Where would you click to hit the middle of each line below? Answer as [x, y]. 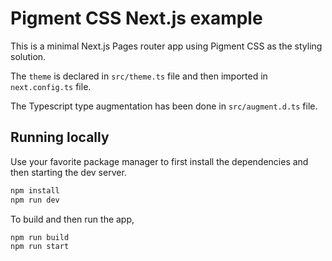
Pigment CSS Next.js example [136, 18]
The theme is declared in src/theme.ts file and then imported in [139, 76]
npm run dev [35, 200]
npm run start [40, 247]
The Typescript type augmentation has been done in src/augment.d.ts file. [164, 106]
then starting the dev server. [68, 172]
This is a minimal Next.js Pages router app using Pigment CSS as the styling [166, 46]
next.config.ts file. [51, 86]
